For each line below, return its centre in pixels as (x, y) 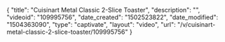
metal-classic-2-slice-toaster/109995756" (67, 32)
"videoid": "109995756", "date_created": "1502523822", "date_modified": (112, 17)
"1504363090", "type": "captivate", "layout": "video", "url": (91, 24)
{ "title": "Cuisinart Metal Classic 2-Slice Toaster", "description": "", (103, 10)
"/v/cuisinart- (196, 24)
